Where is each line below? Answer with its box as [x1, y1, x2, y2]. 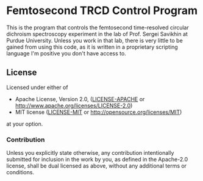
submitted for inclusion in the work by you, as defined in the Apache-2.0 [6, 156, 188, 163]
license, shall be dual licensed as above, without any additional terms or [6, 162, 187, 169]
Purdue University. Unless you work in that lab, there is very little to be [6, 37, 183, 44]
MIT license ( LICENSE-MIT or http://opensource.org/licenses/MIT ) [15, 108, 182, 116]
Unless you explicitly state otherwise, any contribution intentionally [6, 149, 174, 157]
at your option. [6, 120, 43, 127]
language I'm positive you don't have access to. [6, 49, 126, 57]
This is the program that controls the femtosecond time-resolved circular [6, 24, 189, 31]
